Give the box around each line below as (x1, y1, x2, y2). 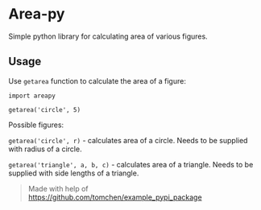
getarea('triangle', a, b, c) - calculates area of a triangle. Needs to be (8, 159, 254, 169)
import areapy (8, 92, 56, 100)
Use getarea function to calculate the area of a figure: (8, 76, 187, 85)
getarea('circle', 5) (8, 105, 81, 113)
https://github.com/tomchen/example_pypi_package (27, 192, 203, 202)
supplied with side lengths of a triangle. (8, 168, 139, 178)
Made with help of (27, 183, 89, 193)
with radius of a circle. (8, 144, 82, 154)
